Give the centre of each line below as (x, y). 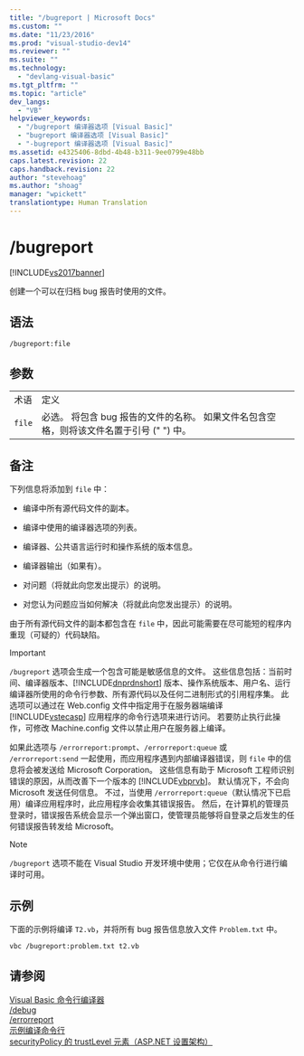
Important (28, 653)
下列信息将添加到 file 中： (60, 489)
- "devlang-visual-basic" (66, 77)
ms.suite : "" (34, 60)
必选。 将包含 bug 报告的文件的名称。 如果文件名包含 (154, 417)
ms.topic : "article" (48, 93)
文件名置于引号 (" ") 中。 (139, 430)
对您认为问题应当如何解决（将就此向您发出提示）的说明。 (129, 604)
